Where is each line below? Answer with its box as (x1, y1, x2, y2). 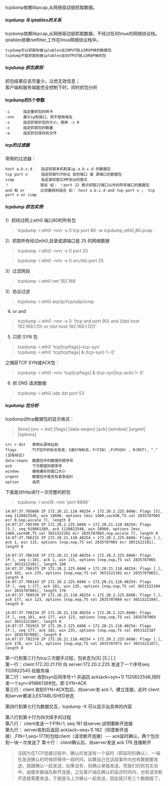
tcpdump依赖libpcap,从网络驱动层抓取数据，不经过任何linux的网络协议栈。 (5, 30, 160, 36)
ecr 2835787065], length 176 (5, 588, 66, 594)
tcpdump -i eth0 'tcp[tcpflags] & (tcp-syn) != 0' (17, 349, 116, 355)
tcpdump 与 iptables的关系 (5, 17, 62, 23)
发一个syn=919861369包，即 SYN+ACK (5, 680, 87, 686)
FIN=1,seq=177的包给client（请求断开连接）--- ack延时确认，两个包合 (15, 733, 159, 739)
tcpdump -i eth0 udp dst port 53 (17, 390, 84, 397)
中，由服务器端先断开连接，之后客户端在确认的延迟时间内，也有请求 (17, 769, 158, 775)
